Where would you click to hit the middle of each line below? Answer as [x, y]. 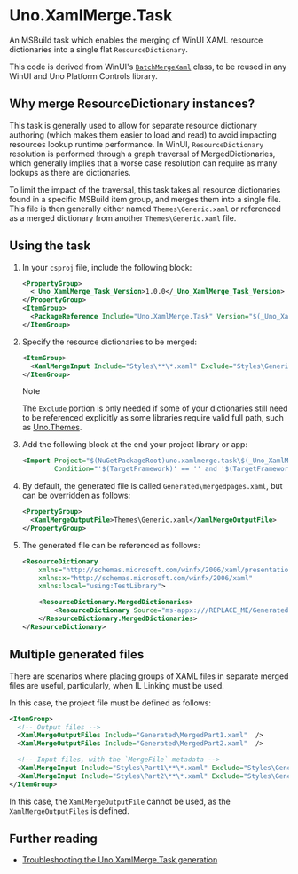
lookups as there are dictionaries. [70, 172]
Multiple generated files [77, 654]
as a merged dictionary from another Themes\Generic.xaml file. [123, 217]
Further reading [53, 839]
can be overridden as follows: [76, 496]
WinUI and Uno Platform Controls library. [83, 75]
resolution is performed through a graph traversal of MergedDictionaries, [142, 154]
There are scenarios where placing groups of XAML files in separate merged [149, 676]
